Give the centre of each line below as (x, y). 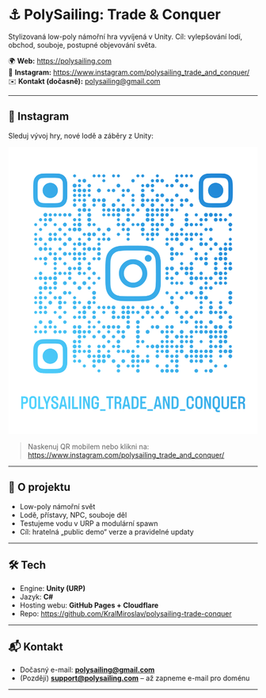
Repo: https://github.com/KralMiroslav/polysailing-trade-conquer (125, 613)
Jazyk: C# (36, 596)
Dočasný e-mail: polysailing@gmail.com (87, 670)
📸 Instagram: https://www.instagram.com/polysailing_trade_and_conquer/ (129, 72)
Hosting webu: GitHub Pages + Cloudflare (89, 605)
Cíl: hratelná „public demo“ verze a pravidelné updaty (106, 531)
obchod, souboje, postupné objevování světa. (82, 44)
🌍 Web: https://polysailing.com (60, 60)
